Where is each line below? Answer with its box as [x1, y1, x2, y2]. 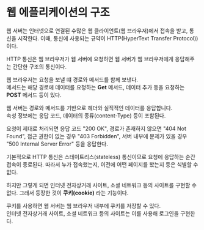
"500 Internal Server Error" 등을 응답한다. [6, 140, 108, 147]
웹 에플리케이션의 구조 [6, 6, 110, 20]
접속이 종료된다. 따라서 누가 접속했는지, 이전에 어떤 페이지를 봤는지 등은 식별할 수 [6, 160, 199, 168]
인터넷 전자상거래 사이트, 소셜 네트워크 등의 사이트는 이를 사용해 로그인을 [6, 209, 179, 217]
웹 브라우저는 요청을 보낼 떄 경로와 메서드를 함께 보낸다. [6, 76, 139, 83]
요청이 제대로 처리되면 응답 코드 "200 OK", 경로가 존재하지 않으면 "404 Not [6, 125, 186, 132]
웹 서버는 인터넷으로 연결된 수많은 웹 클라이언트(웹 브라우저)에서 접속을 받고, [6, 27, 188, 34]
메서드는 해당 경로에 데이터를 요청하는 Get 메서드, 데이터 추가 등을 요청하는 [6, 83, 185, 91]
